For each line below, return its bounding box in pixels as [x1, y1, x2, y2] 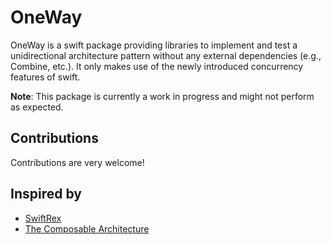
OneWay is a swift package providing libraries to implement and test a [10, 39, 298, 51]
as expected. [10, 101, 64, 113]
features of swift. [10, 71, 81, 83]
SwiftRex [24, 212, 62, 224]
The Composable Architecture [24, 222, 150, 235]
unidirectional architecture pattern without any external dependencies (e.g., [10, 49, 322, 61]
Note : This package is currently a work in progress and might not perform [10, 90, 315, 102]
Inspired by [10, 186, 82, 203]
